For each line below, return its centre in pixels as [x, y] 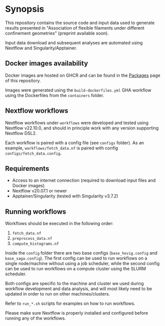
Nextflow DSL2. [21, 133]
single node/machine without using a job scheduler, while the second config [82, 263]
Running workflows [36, 212]
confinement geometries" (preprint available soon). [57, 33]
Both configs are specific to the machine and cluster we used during [75, 284]
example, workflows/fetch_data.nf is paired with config [62, 148]
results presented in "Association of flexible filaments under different [75, 28]
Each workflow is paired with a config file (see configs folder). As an [75, 143]
